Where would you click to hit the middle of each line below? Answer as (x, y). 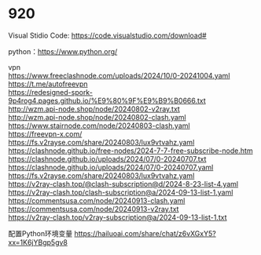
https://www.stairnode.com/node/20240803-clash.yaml (99, 126)
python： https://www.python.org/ (63, 51)
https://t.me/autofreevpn (48, 84)
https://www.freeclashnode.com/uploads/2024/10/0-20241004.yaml (119, 75)
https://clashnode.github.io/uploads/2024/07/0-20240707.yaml (111, 167)
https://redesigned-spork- (50, 92)
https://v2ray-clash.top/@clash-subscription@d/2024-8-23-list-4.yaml (123, 184)
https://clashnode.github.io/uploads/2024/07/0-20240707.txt (107, 158)
